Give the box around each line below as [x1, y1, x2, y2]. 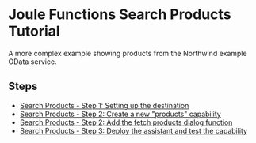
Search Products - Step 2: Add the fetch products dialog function [19, 117, 233, 127]
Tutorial [8, 22, 61, 40]
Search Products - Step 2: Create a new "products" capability [19, 109, 222, 119]
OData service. [8, 57, 57, 66]
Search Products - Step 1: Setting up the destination [19, 100, 189, 110]
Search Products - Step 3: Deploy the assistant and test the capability [19, 126, 248, 135]
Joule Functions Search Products [8, 6, 231, 24]
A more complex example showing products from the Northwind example [8, 48, 247, 58]
